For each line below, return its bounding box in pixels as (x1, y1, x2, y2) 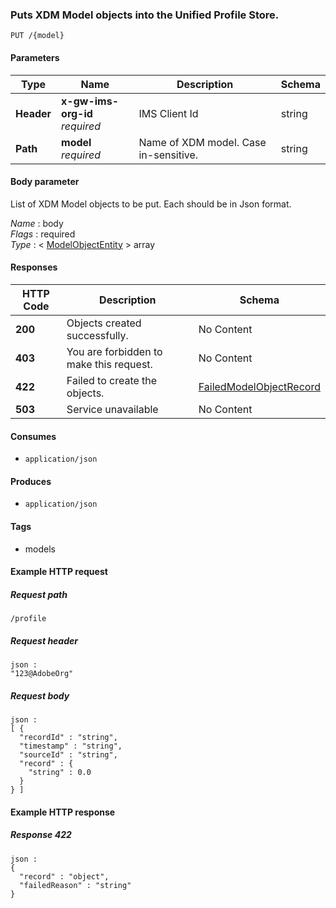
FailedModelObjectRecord (198, 379, 321, 393)
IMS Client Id (138, 106, 199, 120)
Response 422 (10, 829, 72, 841)
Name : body (10, 217, 64, 229)
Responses (10, 261, 58, 273)
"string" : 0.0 (28, 768, 92, 778)
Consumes (10, 430, 57, 442)
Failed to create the (66, 373, 158, 387)
